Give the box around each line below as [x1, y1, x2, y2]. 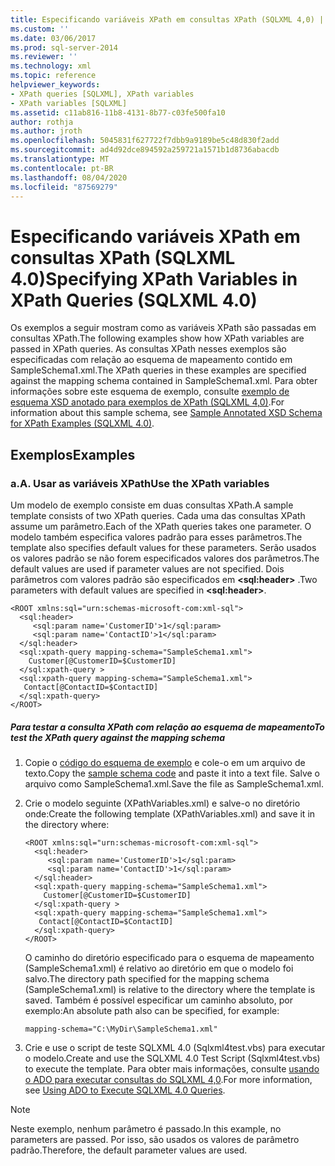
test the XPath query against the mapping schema [10, 731, 226, 743]
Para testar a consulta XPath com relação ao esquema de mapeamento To [10, 721, 325, 733]
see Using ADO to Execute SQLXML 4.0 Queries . [24, 1084, 226, 1096]
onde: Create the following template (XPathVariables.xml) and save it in [24, 807, 316, 820]
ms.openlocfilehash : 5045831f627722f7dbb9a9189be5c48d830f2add [10, 136, 280, 146]
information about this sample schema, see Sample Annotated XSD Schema [10, 407, 323, 419]
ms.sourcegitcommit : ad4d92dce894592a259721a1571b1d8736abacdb [10, 145, 280, 155]
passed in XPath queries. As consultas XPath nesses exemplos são [10, 343, 287, 355]
